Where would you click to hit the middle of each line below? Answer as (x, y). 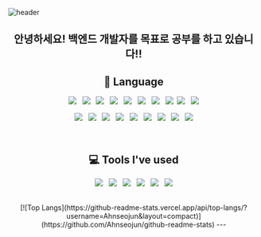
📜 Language (134, 82)
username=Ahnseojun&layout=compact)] (134, 216)
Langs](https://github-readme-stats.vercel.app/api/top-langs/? (144, 208)
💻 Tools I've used (134, 159)
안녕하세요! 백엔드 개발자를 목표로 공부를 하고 (118, 39)
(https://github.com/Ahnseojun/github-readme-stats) (128, 225)
